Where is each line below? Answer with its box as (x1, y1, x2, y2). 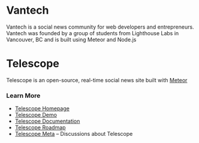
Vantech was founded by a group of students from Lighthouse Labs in (6, 29, 179, 36)
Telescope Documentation (14, 117, 80, 125)
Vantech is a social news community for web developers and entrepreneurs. (6, 23, 194, 30)
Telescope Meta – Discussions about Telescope (14, 130, 133, 138)
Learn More (6, 91, 41, 100)
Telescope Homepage (14, 105, 70, 112)
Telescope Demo (14, 111, 57, 119)
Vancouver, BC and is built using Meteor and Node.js (6, 36, 137, 43)
